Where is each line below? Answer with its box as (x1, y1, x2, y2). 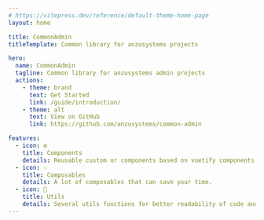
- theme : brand (22, 83, 72, 91)
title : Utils (22, 193, 65, 201)
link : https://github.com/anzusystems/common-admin (28, 120, 202, 128)
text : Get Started (28, 91, 90, 99)
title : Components (22, 148, 82, 157)
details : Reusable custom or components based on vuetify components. (22, 156, 258, 164)
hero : (8, 54, 26, 63)
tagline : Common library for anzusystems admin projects (15, 69, 206, 77)
